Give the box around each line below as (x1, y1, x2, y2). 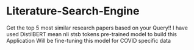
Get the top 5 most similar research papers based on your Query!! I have (6, 24, 188, 31)
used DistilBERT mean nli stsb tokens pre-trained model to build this (6, 30, 178, 37)
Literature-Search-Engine (6, 4, 140, 18)
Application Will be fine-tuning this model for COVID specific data (6, 37, 171, 44)
